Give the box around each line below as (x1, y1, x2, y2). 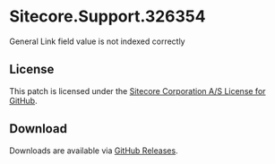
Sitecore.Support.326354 (9, 6, 206, 27)
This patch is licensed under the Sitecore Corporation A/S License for (9, 85, 266, 96)
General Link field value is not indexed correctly (9, 36, 185, 47)
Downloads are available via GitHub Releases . (9, 145, 178, 156)
